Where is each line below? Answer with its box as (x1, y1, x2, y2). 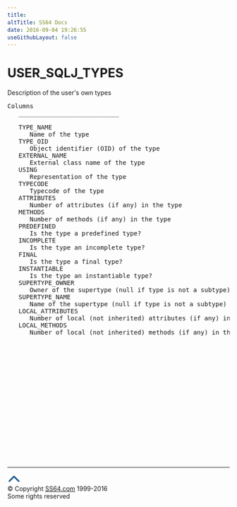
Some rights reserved (7, 492, 71, 501)
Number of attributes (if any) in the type (29, 202, 183, 209)
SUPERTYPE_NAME (18, 293, 71, 301)
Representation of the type (29, 173, 127, 181)
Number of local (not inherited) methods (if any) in (29, 329, 220, 337)
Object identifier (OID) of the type (29, 145, 160, 153)
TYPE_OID (18, 138, 49, 146)
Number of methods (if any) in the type (29, 216, 171, 223)
